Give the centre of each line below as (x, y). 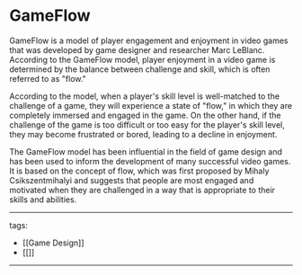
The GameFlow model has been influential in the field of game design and (146, 151)
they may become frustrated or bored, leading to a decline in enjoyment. (143, 134)
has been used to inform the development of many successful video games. (150, 161)
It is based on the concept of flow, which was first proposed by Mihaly (139, 171)
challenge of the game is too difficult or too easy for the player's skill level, (147, 124)
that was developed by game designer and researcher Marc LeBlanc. (137, 49)
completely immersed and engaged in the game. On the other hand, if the (145, 115)
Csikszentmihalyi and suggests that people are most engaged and (132, 180)
